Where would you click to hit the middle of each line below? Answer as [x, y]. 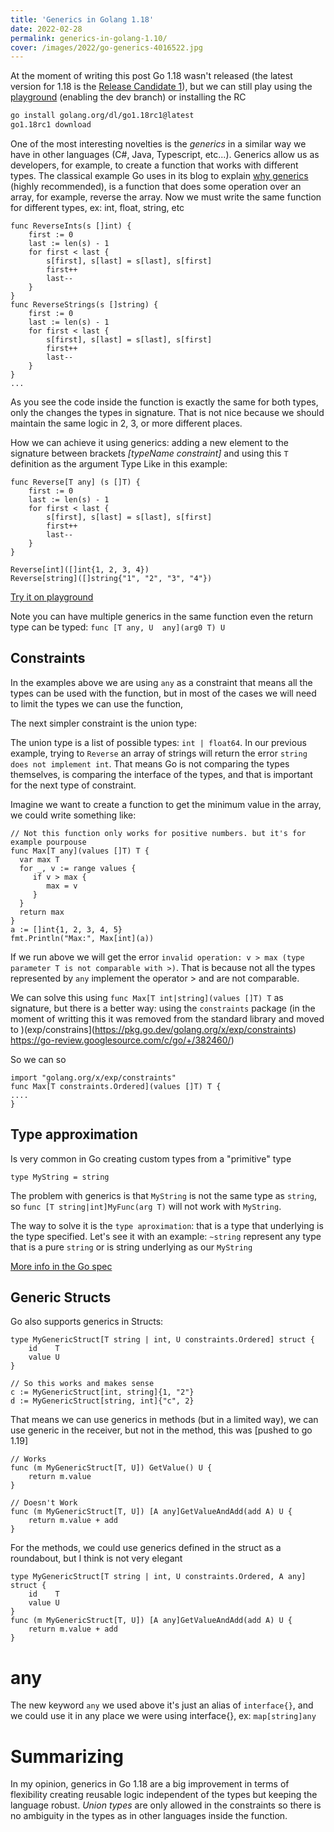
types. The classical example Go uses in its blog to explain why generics [159, 175]
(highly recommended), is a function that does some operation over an [156, 186]
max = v [62, 886]
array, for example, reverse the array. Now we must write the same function [166, 197]
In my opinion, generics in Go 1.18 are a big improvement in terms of [150, 1784]
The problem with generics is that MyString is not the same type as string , [163, 1195]
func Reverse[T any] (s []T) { [75, 482]
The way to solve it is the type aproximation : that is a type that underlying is [167, 1225]
